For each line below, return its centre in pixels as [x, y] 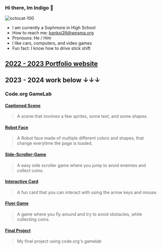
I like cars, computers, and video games [52, 43]
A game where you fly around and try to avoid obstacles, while [79, 214]
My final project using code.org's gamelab [59, 241]
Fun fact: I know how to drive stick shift [51, 49]
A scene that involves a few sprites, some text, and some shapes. [82, 116]
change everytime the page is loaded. [55, 143]
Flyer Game [17, 203]
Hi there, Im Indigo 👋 [29, 8]
